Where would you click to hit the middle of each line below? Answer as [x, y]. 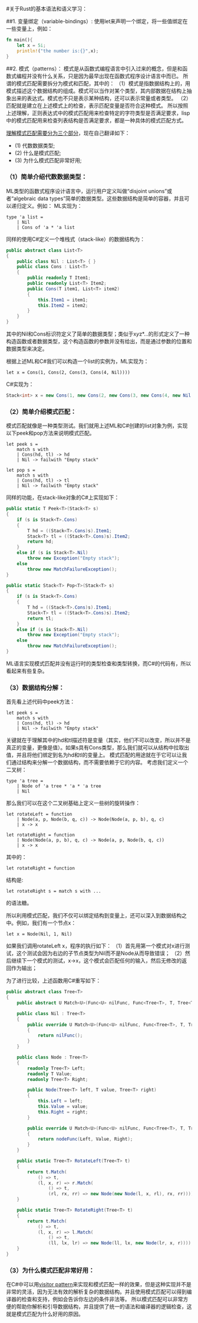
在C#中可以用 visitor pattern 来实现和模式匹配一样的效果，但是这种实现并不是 [99, 1285]
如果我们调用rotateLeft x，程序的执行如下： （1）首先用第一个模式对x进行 [95, 946]
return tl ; [41, 618]
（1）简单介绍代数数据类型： [47, 177]
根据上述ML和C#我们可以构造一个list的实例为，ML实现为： [77, 361]
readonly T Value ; [50, 1074]
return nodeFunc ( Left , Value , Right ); [85, 1139]
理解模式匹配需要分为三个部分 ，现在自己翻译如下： [68, 133]
